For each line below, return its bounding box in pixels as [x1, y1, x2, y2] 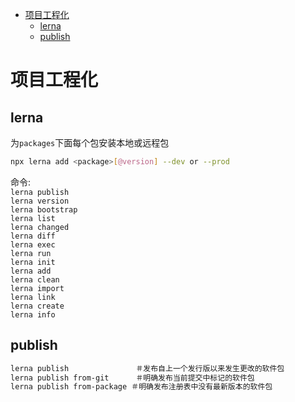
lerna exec [10, 239, 56, 250]
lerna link [10, 292, 56, 302]
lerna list [10, 213, 56, 223]
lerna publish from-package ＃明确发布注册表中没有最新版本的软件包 [10, 382, 273, 392]
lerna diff [10, 231, 56, 241]
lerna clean [10, 274, 60, 285]
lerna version [10, 196, 70, 206]
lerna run [10, 248, 52, 258]
